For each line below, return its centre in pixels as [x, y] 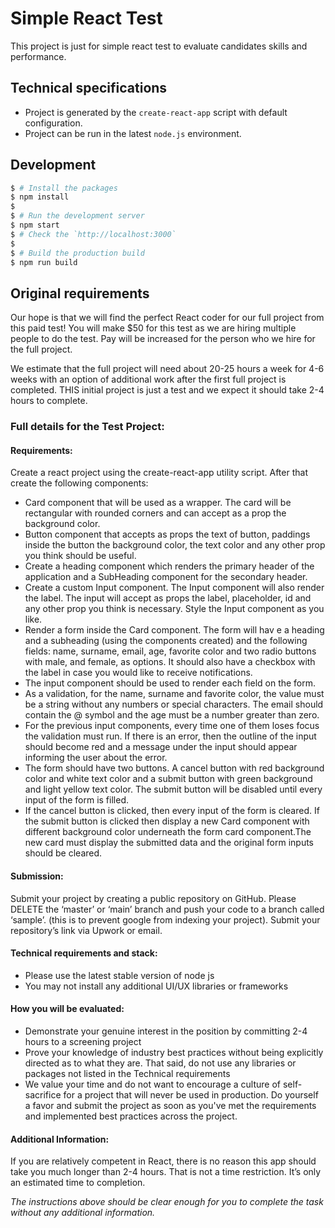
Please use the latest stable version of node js [119, 975]
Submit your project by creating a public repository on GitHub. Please [153, 898]
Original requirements [80, 293]
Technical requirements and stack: [84, 953]
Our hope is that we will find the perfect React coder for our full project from [167, 318]
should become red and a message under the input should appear [161, 747]
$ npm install [40, 197]
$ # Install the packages [64, 188]
